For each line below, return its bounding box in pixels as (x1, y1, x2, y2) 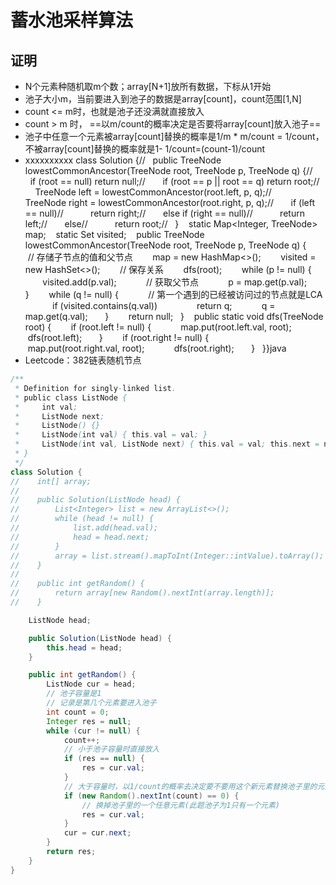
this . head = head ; (46, 642, 123, 653)
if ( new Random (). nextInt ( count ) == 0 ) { (63, 791, 240, 801)
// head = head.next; (10, 532, 150, 542)
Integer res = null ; (46, 716, 132, 726)
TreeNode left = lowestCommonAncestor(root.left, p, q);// (34, 186, 272, 198)
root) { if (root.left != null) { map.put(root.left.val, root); (24, 321, 292, 333)
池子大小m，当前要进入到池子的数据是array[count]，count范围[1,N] (24, 93, 302, 105)
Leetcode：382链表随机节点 (24, 354, 142, 366)
